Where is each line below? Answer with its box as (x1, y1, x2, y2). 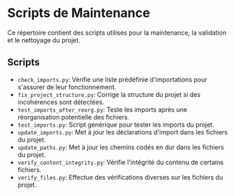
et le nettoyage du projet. (7, 35, 81, 44)
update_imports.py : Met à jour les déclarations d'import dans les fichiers (17, 127, 228, 136)
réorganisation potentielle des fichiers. (17, 113, 130, 121)
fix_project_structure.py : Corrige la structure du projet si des (17, 90, 201, 98)
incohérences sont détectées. (17, 98, 104, 106)
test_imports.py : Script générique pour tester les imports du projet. (17, 120, 215, 129)
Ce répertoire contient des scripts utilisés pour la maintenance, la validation (7, 28, 227, 37)
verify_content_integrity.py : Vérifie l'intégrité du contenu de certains (17, 158, 224, 166)
